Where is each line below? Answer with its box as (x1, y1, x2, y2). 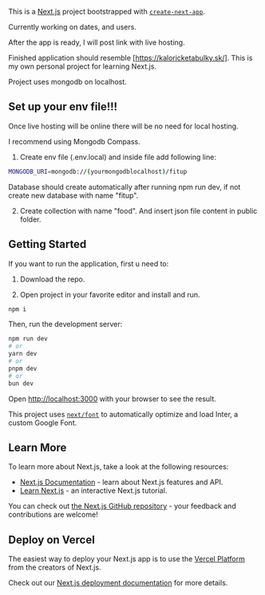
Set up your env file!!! (8, 100, 118, 114)
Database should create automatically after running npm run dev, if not (8, 182, 241, 191)
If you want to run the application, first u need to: (8, 258, 169, 268)
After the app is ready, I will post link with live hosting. (8, 37, 185, 47)
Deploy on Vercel (8, 533, 96, 546)
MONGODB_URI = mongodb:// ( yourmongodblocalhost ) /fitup (8, 167, 188, 175)
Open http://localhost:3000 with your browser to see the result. (8, 394, 217, 404)
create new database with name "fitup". (8, 191, 139, 200)
